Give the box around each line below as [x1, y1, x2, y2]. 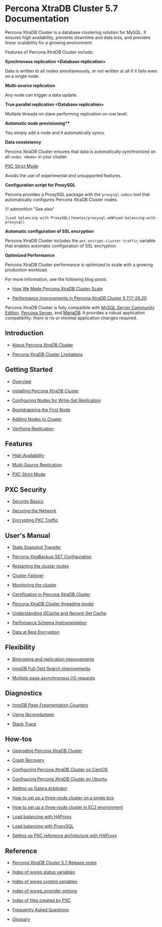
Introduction [5, 329, 44, 337]
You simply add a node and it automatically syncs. [5, 129, 106, 135]
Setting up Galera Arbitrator [12, 785, 68, 791]
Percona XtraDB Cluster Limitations [12, 351, 83, 357]
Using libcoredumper [12, 711, 54, 717]
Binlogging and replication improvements [12, 656, 95, 662]
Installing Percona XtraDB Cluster [12, 388, 79, 394]
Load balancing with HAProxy [12, 814, 72, 820]
